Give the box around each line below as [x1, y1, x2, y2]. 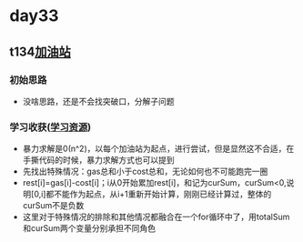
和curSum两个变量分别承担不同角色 [22, 223, 157, 234]
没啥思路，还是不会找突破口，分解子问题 [22, 96, 175, 106]
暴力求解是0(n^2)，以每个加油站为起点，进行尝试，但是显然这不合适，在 [22, 143, 295, 155]
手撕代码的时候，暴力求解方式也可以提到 [22, 155, 175, 166]
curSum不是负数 [22, 200, 85, 211]
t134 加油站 [9, 44, 71, 59]
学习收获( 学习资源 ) [9, 120, 92, 133]
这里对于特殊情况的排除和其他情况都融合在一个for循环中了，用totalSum [22, 211, 290, 223]
